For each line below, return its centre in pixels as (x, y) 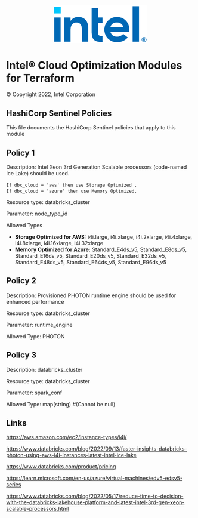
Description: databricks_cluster (44, 369)
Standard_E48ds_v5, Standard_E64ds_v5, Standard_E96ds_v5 (91, 263)
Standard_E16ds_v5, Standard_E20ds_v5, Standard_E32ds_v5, (91, 256)
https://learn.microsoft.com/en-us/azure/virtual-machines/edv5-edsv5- (95, 478)
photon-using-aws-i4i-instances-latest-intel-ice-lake (72, 455)
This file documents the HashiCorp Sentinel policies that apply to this (91, 128)
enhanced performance (35, 301)
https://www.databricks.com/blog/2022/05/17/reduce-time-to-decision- (95, 496)
